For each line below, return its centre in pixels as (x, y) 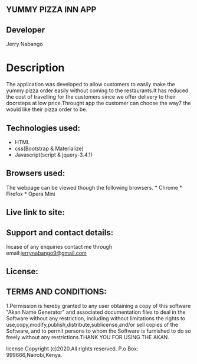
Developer (26, 30)
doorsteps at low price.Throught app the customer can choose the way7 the (98, 103)
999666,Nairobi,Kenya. (34, 355)
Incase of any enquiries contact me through (59, 246)
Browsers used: (36, 173)
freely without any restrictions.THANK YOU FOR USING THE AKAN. (88, 337)
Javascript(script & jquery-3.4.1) (53, 155)
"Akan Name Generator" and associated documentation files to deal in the (96, 312)
